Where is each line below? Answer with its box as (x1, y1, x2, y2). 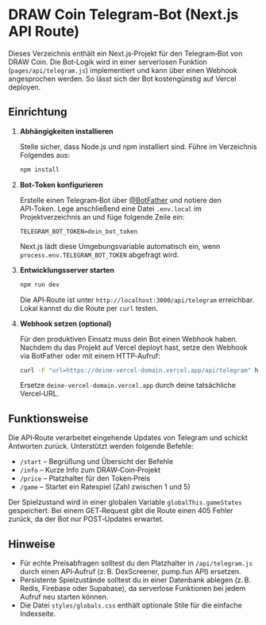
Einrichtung (8, 105, 67, 119)
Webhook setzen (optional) (19, 319, 112, 328)
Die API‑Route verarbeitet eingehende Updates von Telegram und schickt (8, 433, 249, 443)
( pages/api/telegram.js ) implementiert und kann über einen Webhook (8, 65, 238, 75)
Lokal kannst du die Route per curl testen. (19, 303, 159, 312)
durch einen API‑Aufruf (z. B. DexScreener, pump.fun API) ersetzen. (19, 567, 241, 576)
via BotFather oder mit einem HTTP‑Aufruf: (19, 351, 161, 360)
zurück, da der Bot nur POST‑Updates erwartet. (8, 514, 164, 524)
